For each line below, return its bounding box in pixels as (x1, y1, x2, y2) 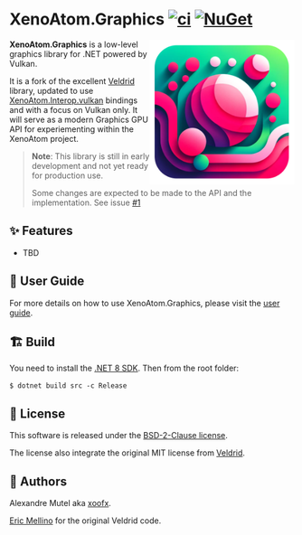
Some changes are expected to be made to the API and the (31, 187, 252, 198)
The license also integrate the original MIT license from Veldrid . (9, 447, 246, 458)
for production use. (31, 170, 104, 181)
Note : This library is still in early (31, 150, 150, 162)
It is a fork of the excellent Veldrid (9, 75, 136, 86)
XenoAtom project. (9, 133, 80, 144)
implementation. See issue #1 (31, 197, 141, 208)
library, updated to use (9, 85, 94, 96)
